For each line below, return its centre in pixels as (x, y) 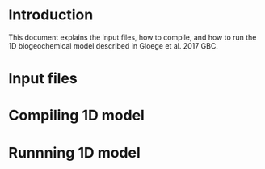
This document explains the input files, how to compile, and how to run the (132, 37)
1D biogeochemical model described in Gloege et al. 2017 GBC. (113, 45)
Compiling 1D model (77, 116)
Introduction (51, 15)
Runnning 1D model (75, 152)
